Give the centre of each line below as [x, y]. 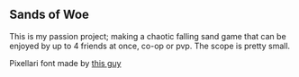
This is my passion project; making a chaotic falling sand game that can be [148, 36]
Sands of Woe [50, 15]
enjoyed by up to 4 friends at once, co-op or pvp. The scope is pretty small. [150, 46]
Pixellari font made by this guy [65, 63]
